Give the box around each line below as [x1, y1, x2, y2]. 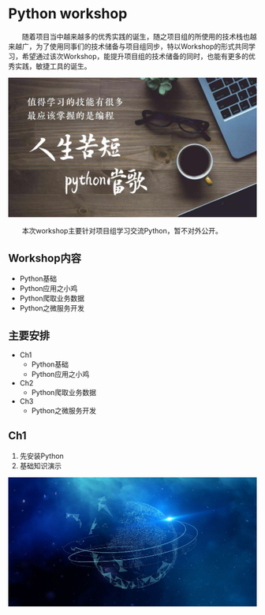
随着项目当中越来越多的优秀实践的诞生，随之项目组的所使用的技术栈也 [22, 32, 250, 41]
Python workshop [8, 5, 128, 23]
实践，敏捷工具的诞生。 [14, 61, 91, 71]
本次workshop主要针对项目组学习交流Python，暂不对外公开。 [22, 226, 222, 236]
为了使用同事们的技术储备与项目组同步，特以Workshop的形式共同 [35, 41, 249, 51]
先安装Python [19, 451, 65, 460]
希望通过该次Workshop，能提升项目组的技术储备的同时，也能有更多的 [21, 51, 249, 61]
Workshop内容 [8, 252, 81, 265]
